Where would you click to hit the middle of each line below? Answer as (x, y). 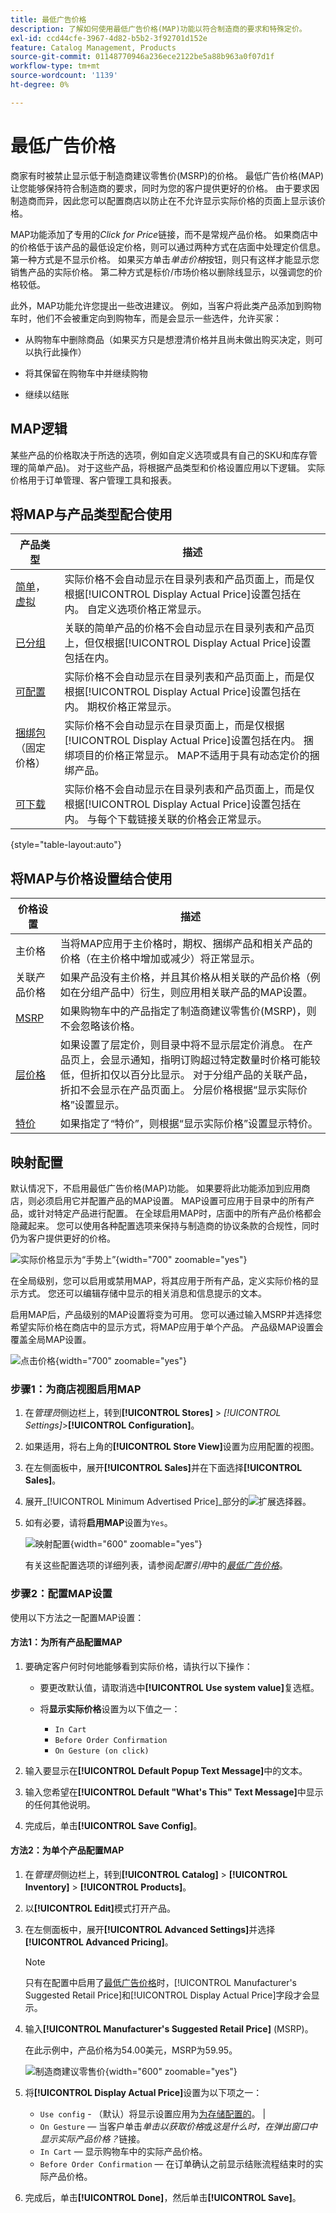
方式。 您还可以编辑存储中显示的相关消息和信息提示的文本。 (142, 1293)
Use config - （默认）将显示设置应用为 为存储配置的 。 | (153, 2113)
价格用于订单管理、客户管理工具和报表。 (93, 480)
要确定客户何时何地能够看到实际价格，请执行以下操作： (138, 1666)
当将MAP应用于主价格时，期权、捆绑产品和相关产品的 (186, 944)
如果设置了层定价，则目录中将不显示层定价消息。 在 (181, 1045)
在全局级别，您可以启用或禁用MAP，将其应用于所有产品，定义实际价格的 (160, 1280)
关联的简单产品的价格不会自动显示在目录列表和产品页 (189, 628)
